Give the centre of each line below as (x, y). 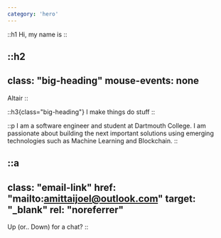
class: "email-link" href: (62, 187)
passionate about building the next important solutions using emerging (111, 133)
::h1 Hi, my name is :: (37, 34)
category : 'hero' (33, 14)
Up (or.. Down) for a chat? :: (48, 227)
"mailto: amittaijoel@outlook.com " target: (102, 198)
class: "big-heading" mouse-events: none (103, 81)
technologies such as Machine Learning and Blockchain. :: (93, 140)
